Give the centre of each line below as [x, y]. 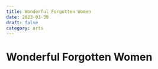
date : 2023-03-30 [28, 17]
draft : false [22, 22]
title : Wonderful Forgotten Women [49, 11]
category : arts [25, 28]
